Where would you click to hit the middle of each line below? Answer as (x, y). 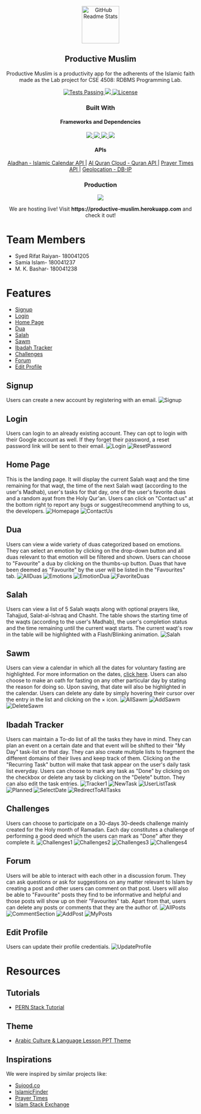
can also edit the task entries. (42, 783)
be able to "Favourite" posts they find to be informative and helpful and (94, 894)
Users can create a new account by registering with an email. (82, 400)
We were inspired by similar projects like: (57, 1074)
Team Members (46, 240)
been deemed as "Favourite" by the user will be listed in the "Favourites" (96, 570)
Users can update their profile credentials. (58, 947)
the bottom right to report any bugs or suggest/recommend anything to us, (98, 504)
